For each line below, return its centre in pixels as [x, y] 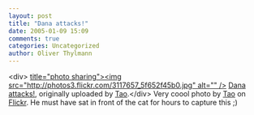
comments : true [34, 38]
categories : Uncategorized [54, 46]
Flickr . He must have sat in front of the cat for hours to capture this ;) [123, 102]
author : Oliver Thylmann [50, 53]
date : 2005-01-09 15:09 [49, 31]
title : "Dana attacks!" [49, 23]
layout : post [30, 16]
